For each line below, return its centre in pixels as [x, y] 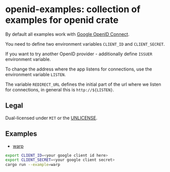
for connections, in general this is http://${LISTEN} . [60, 89]
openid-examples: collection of [73, 9]
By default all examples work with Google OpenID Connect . [67, 34]
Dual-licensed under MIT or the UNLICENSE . [51, 118]
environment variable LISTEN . [36, 74]
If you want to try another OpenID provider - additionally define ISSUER [79, 54]
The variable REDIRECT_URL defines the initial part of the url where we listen [83, 84]
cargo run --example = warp [33, 165]
